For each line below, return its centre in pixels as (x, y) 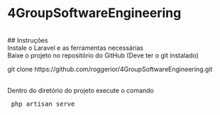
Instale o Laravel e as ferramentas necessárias (76, 48)
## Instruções (28, 40)
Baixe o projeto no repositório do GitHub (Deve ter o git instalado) (103, 55)
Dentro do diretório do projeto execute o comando (81, 90)
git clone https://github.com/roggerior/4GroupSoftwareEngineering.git (110, 69)
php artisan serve (43, 104)
